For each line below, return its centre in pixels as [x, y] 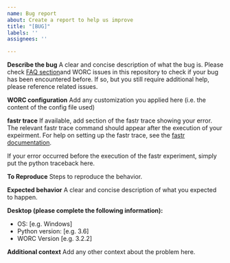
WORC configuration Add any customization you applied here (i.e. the [106, 100]
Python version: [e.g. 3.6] [53, 231]
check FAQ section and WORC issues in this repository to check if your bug [113, 72]
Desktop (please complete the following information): [85, 211]
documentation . [30, 143]
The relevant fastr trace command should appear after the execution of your [115, 128]
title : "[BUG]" [29, 26]
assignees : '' [27, 39]
